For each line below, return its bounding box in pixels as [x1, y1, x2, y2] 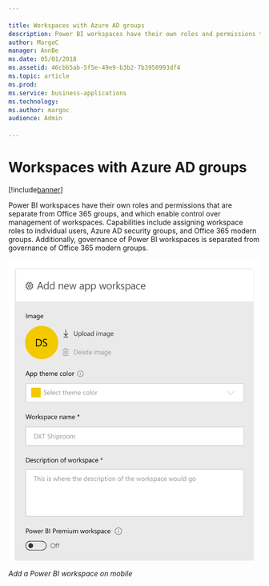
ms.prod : [8, 80, 38, 88]
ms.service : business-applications [8, 89, 127, 97]
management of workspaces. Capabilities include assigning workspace [8, 217, 243, 227]
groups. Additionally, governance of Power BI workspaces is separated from [8, 234, 260, 244]
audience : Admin [8, 115, 62, 123]
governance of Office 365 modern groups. [8, 243, 148, 253]
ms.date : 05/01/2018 [8, 55, 78, 63]
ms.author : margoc [8, 106, 70, 114]
